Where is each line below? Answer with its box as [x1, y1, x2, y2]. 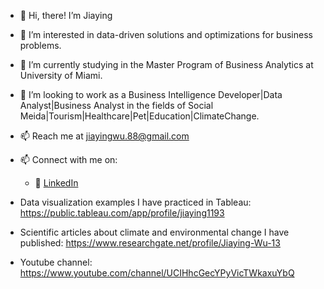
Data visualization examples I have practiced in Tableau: [19, 196, 252, 208]
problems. [19, 40, 62, 51]
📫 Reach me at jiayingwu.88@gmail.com [19, 130, 190, 142]
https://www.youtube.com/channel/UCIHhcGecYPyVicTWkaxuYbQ [19, 267, 295, 279]
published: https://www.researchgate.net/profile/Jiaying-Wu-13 [19, 237, 281, 249]
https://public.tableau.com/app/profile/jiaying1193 [19, 207, 225, 219]
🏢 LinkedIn [34, 177, 79, 189]
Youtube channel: [19, 256, 93, 268]
